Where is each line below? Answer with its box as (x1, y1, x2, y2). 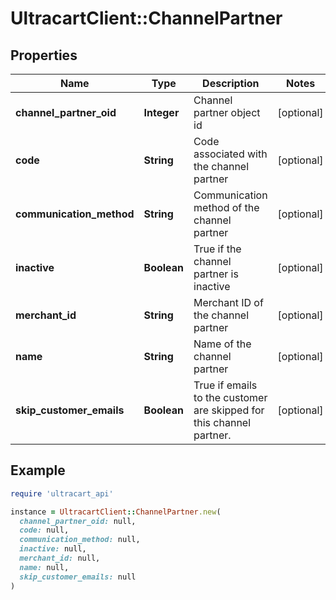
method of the (193, 201, 260, 214)
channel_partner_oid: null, (19, 516, 137, 526)
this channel (193, 416, 252, 429)
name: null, (19, 562, 70, 572)
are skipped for (193, 403, 265, 417)
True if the (193, 242, 242, 256)
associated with (193, 147, 268, 161)
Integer (143, 106, 180, 119)
